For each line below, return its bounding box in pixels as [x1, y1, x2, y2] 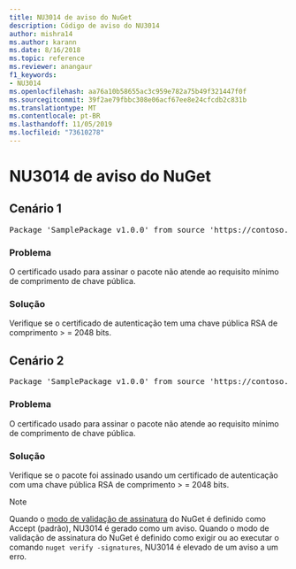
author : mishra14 [9, 29, 73, 38]
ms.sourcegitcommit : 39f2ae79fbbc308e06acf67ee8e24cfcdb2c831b [9, 95, 247, 104]
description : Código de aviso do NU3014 [9, 21, 161, 30]
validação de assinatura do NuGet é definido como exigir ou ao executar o [9, 532, 280, 542]
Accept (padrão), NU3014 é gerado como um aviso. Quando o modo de [9, 523, 269, 534]
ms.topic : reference [9, 54, 86, 63]
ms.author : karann [9, 37, 77, 47]
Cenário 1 [9, 201, 62, 217]
